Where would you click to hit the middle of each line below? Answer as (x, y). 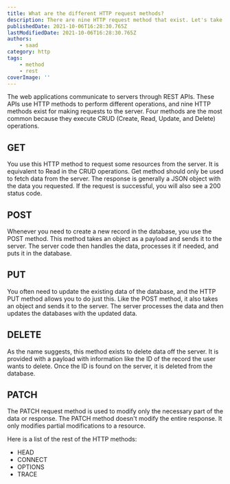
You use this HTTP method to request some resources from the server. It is (113, 164)
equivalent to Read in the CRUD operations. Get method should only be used (115, 172)
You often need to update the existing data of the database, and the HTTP (112, 291)
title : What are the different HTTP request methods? (86, 13)
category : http (29, 52)
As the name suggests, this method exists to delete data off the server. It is (113, 352)
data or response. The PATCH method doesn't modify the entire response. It (115, 419)
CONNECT (32, 460)
